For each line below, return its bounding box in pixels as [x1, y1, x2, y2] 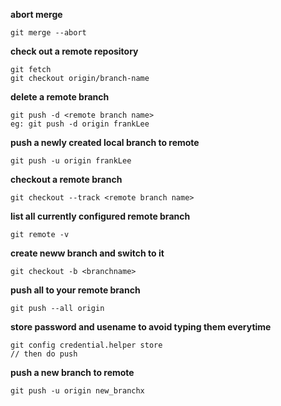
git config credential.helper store [10, 340, 163, 350]
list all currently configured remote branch [10, 210, 191, 222]
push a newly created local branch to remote [10, 137, 200, 148]
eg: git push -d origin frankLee [10, 119, 150, 129]
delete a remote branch [10, 91, 110, 103]
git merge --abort [10, 28, 87, 38]
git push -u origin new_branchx [10, 386, 145, 396]
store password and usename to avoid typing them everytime [10, 321, 272, 333]
